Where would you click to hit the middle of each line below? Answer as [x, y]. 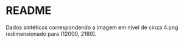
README [29, 11]
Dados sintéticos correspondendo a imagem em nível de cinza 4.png [92, 27]
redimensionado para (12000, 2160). [51, 33]
